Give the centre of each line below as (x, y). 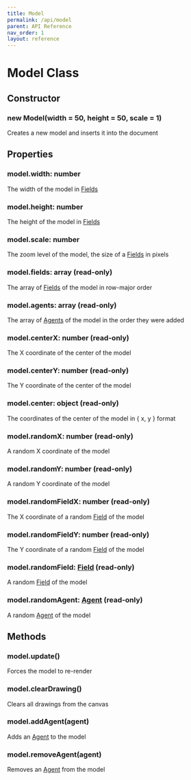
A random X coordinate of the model (59, 452)
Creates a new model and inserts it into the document (83, 133)
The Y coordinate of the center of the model (69, 386)
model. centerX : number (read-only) (68, 337)
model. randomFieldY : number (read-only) (78, 535)
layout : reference (33, 39)
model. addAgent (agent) (48, 722)
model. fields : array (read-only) (60, 272)
